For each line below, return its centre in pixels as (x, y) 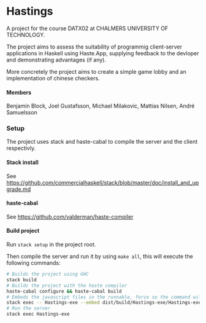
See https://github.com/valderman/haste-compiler (70, 217)
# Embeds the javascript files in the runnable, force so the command (98, 297)
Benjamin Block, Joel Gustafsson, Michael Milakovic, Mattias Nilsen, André (101, 106)
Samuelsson (22, 112)
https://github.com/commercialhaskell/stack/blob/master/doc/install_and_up (103, 182)
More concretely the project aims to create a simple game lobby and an (97, 71)
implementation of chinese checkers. (53, 78)
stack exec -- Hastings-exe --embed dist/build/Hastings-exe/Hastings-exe (104, 303)
